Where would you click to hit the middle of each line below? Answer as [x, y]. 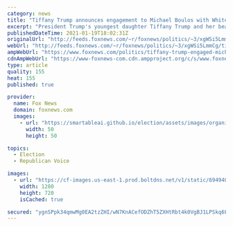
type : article [28, 65]
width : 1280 [37, 186]
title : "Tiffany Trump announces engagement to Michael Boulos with [108, 20]
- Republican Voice [42, 161]
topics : [18, 148]
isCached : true [42, 199]
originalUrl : [26, 40]
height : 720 [37, 193]
